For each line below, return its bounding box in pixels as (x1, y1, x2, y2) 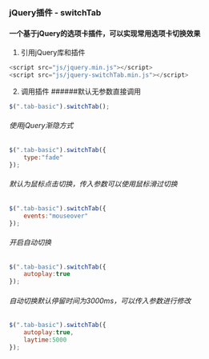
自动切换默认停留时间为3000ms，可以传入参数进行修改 (9, 296, 191, 305)
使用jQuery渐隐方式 (9, 121, 74, 130)
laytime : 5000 (23, 336, 67, 345)
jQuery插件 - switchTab (9, 6, 102, 18)
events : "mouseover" (23, 212, 89, 220)
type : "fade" (23, 154, 63, 162)
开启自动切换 (9, 237, 51, 247)
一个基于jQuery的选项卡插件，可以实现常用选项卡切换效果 (9, 28, 201, 38)
